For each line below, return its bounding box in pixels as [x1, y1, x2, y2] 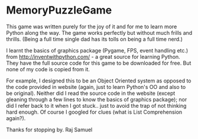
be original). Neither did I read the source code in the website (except [6, 90, 176, 97]
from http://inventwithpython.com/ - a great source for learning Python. [6, 53, 180, 60]
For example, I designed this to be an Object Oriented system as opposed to [6, 77, 191, 84]
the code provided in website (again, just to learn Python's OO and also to [6, 83, 186, 90]
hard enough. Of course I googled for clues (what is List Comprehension [6, 108, 183, 115]
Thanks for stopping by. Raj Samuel [6, 126, 93, 133]
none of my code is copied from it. [6, 65, 90, 72]
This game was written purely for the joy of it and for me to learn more [6, 23, 177, 30]
